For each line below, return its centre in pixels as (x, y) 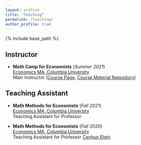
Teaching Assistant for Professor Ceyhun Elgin (61, 137)
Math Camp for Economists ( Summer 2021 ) (59, 67)
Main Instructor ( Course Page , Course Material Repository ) (74, 78)
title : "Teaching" (25, 15)
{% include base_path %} (32, 39)
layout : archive (22, 10)
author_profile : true (28, 24)
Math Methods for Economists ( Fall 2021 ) (57, 105)
